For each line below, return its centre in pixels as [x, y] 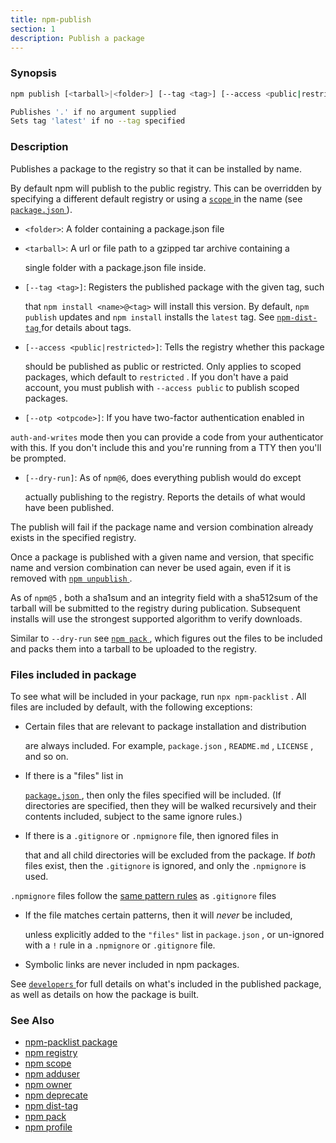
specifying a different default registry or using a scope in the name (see [156, 198]
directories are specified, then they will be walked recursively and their [170, 805]
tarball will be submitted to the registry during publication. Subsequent [155, 608]
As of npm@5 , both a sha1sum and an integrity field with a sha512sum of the [164, 597]
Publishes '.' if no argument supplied [93, 112]
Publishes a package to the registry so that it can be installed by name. [156, 168]
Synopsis [33, 73]
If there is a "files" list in [74, 775]
